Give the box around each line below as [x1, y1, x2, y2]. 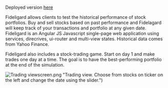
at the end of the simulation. [5, 62, 65, 68]
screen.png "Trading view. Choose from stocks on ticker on [37, 72, 163, 78]
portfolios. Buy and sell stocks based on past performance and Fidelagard [5, 20, 162, 25]
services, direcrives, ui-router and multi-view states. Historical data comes [5, 36, 163, 42]
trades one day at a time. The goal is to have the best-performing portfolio [5, 56, 162, 63]
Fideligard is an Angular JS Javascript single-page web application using [5, 31, 159, 36]
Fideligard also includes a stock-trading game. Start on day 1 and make [5, 51, 155, 57]
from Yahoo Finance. [5, 41, 50, 47]
